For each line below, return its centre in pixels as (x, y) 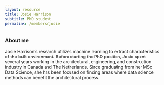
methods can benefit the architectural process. (52, 77)
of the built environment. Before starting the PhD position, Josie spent (75, 57)
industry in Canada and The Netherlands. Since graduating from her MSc (79, 67)
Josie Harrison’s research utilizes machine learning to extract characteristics (82, 51)
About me (17, 41)
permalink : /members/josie (33, 23)
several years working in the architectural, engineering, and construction (78, 61)
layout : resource (23, 10)
